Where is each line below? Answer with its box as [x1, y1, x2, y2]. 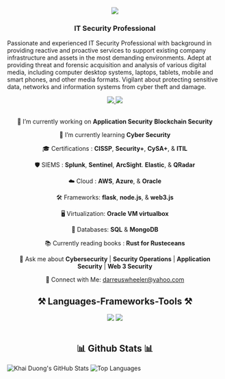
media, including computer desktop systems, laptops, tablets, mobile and [7, 69, 213, 77]
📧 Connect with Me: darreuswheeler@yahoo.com [45, 276, 185, 284]
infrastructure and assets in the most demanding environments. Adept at [7, 53, 212, 62]
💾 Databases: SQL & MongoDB [71, 225, 159, 234]
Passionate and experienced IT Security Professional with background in [7, 39, 212, 47]
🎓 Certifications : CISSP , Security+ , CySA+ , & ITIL [42, 145, 188, 153]
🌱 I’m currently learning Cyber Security [59, 131, 171, 139]
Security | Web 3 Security [77, 262, 153, 271]
